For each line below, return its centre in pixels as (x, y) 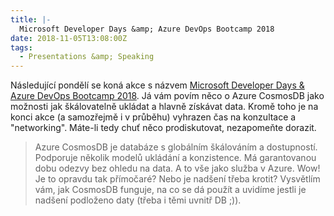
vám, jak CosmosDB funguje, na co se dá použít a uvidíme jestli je (170, 190)
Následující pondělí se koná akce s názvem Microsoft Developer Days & (157, 85)
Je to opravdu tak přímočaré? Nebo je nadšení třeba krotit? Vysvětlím (177, 179)
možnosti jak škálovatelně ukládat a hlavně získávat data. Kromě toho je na (164, 107)
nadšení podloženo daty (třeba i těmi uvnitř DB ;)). (138, 200)
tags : (21, 47)
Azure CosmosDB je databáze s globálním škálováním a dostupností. (176, 147)
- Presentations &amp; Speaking (87, 57)
